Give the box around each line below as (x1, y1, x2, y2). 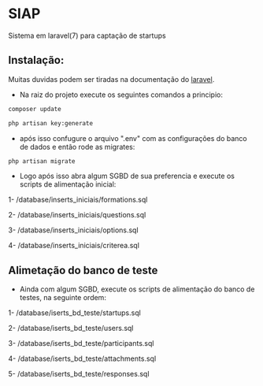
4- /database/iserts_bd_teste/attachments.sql (8, 354, 157, 363)
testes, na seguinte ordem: (19, 293, 106, 302)
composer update (8, 105, 61, 113)
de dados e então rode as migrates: (19, 142, 135, 151)
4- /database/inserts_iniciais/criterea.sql (8, 241, 140, 251)
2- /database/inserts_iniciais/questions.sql (8, 210, 146, 220)
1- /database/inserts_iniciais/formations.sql (8, 195, 148, 205)
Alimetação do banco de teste (8, 263, 158, 277)
